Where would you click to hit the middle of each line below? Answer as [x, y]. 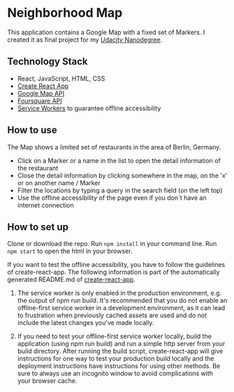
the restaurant [38, 168]
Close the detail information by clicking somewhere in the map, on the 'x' [122, 175]
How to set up [38, 227]
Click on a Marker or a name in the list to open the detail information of [119, 160]
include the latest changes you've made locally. [86, 323]
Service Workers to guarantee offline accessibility [89, 108]
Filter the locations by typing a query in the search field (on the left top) [120, 190]
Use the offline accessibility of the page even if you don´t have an [112, 198]
